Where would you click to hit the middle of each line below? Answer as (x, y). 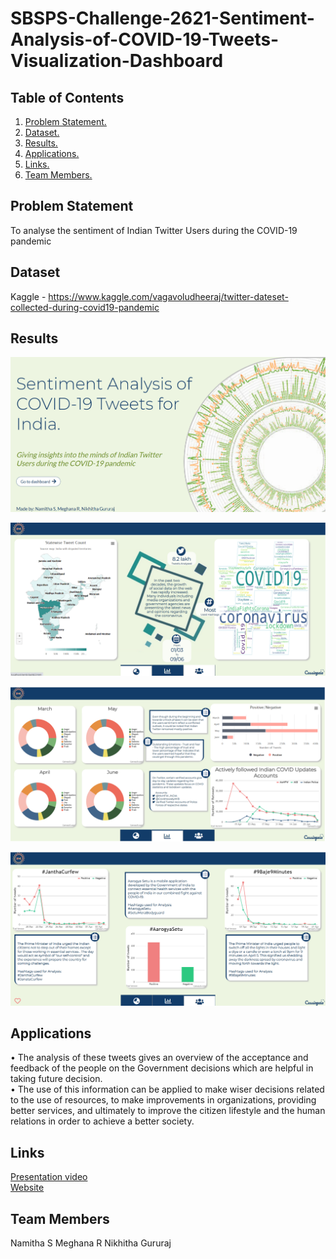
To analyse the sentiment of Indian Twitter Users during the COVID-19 (154, 230)
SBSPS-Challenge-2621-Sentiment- (162, 18)
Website (27, 1188)
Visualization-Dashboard (117, 61)
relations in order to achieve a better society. (102, 1121)
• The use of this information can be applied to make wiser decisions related (167, 1089)
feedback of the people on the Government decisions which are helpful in (162, 1068)
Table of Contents (67, 97)
